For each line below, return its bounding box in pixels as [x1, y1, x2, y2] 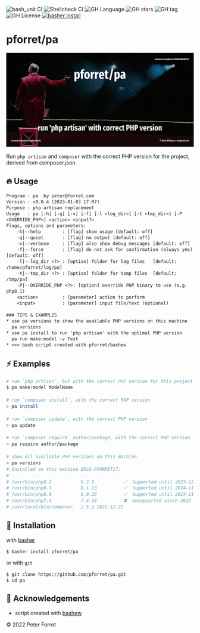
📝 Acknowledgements [6, 594, 90, 604]
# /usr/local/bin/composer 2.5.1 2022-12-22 [6, 504, 124, 510]
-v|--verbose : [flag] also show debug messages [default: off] [17, 240, 190, 247]
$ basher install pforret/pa [6, 548, 79, 554]
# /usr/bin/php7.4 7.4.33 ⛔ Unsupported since [6, 498, 178, 504]
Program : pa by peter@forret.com [6, 193, 95, 199]
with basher [6, 536, 36, 544]
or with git [6, 559, 33, 566]
